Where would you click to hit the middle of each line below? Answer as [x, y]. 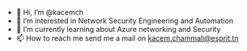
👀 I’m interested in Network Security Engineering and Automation [124, 21]
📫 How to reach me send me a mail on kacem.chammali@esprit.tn [127, 38]
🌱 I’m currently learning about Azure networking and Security [118, 29]
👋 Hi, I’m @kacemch [49, 12]
